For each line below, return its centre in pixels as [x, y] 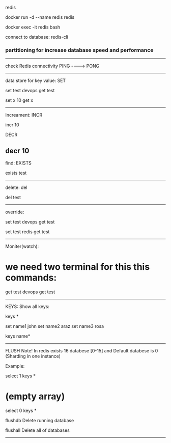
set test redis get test [27, 232]
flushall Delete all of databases [38, 430]
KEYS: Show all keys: [27, 307]
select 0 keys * [21, 410]
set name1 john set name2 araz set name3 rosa [55, 326]
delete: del [16, 187]
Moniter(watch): [22, 246]
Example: [15, 366]
